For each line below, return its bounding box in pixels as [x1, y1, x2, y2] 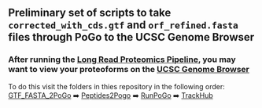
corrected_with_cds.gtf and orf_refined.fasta [8, 19, 238, 32]
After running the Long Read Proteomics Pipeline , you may [8, 54, 236, 65]
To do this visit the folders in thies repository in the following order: [8, 81, 226, 91]
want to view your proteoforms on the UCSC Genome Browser [8, 64, 250, 75]
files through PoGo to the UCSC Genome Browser [8, 31, 255, 44]
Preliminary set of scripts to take [8, 6, 172, 20]
